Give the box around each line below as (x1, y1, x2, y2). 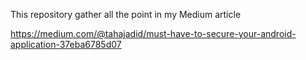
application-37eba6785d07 (10, 39, 122, 50)
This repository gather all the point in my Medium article (10, 9, 242, 20)
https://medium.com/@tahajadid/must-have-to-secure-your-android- (10, 28, 297, 39)
